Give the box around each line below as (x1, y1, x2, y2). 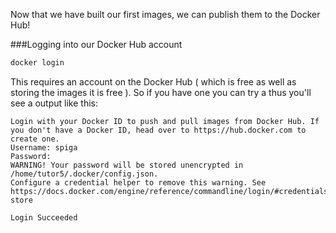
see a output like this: (10, 97, 98, 109)
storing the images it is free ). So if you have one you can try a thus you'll (10, 86, 312, 98)
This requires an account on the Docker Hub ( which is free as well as (10, 75, 297, 88)
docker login (10, 58, 65, 68)
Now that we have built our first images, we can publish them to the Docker (10, 9, 321, 20)
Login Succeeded (10, 212, 78, 223)
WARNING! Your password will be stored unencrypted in (10, 160, 244, 170)
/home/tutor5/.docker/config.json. (10, 169, 159, 179)
